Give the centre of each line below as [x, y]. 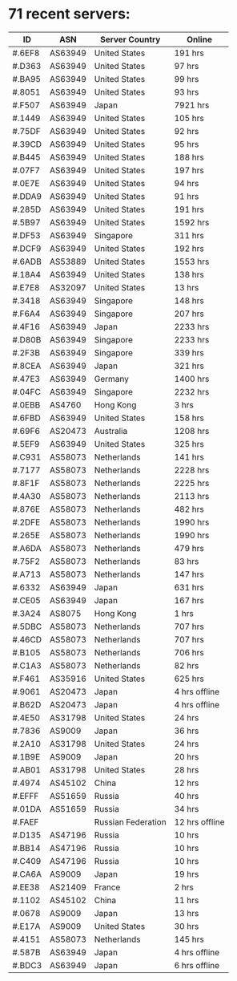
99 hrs [187, 79]
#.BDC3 [27, 965]
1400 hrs [192, 379]
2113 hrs [192, 496]
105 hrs [189, 118]
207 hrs [189, 314]
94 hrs [187, 183]
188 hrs [189, 157]
